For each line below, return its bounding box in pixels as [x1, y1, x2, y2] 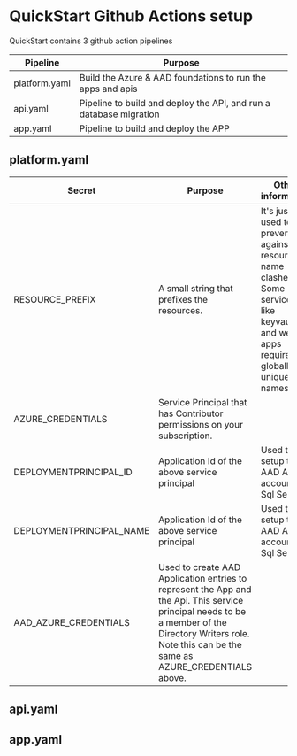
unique [260, 370, 290, 382]
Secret [67, 184, 96, 197]
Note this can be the [157, 638, 243, 651]
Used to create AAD [157, 560, 241, 573]
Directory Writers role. [157, 627, 250, 639]
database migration [79, 108, 160, 120]
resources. [157, 304, 203, 316]
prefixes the [157, 293, 209, 305]
